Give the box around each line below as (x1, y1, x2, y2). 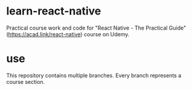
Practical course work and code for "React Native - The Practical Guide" (6, 24, 186, 31)
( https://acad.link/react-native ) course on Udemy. (6, 30, 130, 37)
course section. (6, 78, 45, 85)
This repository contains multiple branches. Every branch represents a (6, 71, 182, 79)
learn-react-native (6, 4, 101, 18)
